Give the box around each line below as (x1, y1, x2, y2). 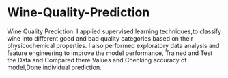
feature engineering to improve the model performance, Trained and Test (7, 49, 213, 57)
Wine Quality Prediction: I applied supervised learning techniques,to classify (7, 27, 222, 35)
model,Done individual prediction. (7, 63, 102, 71)
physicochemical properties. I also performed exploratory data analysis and (7, 41, 220, 50)
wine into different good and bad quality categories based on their (7, 34, 193, 42)
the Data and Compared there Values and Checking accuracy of (7, 56, 187, 64)
